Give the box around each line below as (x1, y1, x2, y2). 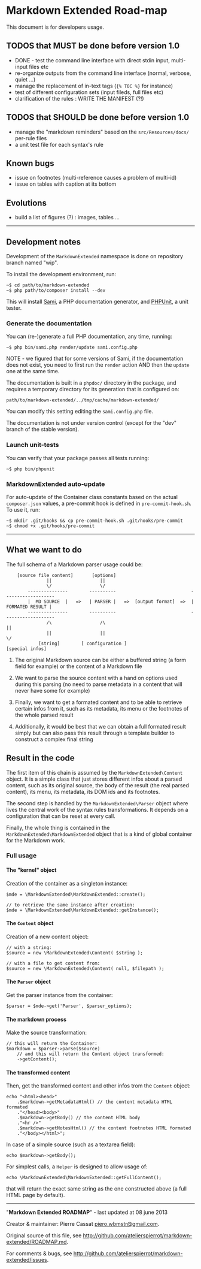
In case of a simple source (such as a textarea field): (6, 1141, 136, 1148)
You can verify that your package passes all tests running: (6, 454, 150, 461)
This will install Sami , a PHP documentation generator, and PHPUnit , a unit (6, 298, 188, 305)
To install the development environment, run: (6, 271, 117, 277)
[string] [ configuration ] (38, 640, 127, 646)
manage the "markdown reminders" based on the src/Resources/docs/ (14, 128, 190, 135)
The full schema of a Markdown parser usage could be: (6, 561, 143, 568)
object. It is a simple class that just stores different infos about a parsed (6, 775, 182, 782)
